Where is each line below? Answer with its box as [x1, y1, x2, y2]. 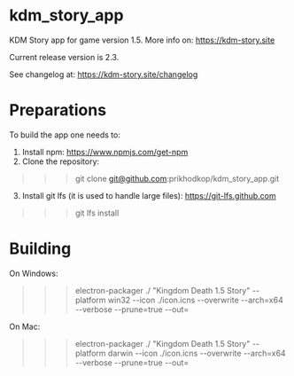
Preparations [9, 100, 107, 121]
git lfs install [74, 208, 120, 218]
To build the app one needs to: [9, 129, 121, 140]
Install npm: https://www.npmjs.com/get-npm [21, 146, 189, 157]
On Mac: [9, 321, 41, 332]
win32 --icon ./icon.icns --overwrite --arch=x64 [107, 294, 283, 305]
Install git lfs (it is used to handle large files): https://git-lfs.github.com [21, 190, 276, 200]
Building [9, 239, 72, 259]
